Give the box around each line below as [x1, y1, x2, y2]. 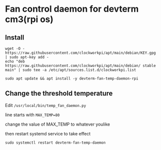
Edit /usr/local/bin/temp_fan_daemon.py [5, 102, 86, 108]
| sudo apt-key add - [5, 55, 49, 60]
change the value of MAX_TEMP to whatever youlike [5, 121, 110, 127]
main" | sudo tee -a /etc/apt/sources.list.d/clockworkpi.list [5, 67, 137, 72]
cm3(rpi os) [5, 14, 54, 25]
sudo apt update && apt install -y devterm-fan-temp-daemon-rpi [5, 76, 139, 81]
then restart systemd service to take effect [5, 130, 91, 136]
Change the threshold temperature [5, 89, 113, 98]
